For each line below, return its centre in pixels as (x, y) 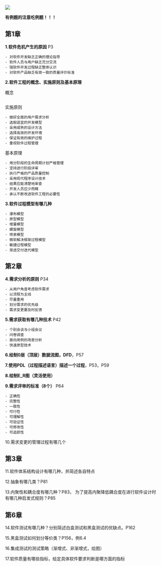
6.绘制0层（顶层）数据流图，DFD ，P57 (45, 355)
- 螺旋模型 (15, 229)
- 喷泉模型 (15, 234)
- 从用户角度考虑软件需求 (27, 289)
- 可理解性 (15, 417)
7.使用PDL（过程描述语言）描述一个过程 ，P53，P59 (57, 365)
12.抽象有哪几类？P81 (26, 482)
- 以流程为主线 (18, 294)
